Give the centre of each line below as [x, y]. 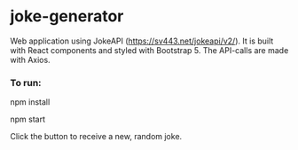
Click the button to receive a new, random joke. [96, 137]
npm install [30, 102]
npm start [28, 119]
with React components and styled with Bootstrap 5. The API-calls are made [149, 50]
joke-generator [67, 16]
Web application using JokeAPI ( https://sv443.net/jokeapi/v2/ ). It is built [142, 41]
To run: [26, 83]
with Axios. [31, 59]
